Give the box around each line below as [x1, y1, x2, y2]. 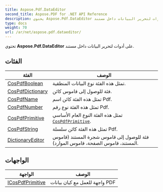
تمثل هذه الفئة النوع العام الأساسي [52, 112, 123, 118]
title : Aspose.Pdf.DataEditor [5, 7, 66, 12]
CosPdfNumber [7, 103, 43, 110]
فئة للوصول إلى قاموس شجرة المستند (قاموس [52, 134, 149, 140]
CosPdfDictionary [7, 88, 48, 95]
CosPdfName [7, 96, 38, 102]
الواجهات [5, 156, 29, 165]
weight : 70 [5, 25, 27, 30]
